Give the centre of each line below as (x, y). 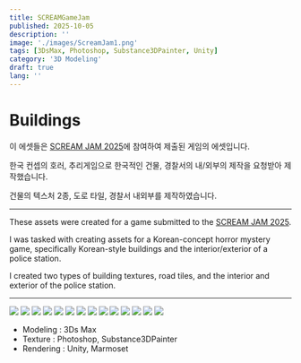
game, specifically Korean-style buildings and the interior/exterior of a (139, 248)
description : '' (39, 34)
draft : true (31, 68)
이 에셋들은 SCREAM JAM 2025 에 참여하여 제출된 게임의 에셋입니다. (130, 146)
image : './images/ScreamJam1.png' (74, 43)
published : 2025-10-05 (52, 26)
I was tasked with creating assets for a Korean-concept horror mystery (140, 239)
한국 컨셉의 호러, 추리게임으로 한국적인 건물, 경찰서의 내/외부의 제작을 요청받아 (146, 165)
